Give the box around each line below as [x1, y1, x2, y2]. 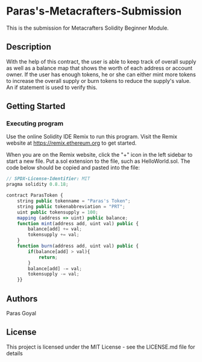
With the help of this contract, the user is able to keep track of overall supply [6, 58, 197, 65]
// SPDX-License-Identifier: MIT [6, 176, 90, 182]
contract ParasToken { [6, 193, 63, 199]
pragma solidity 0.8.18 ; [6, 182, 69, 188]
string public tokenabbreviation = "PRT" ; [17, 203, 125, 209]
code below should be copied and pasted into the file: [6, 164, 140, 171]
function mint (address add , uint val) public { [17, 220, 139, 226]
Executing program [6, 119, 64, 128]
